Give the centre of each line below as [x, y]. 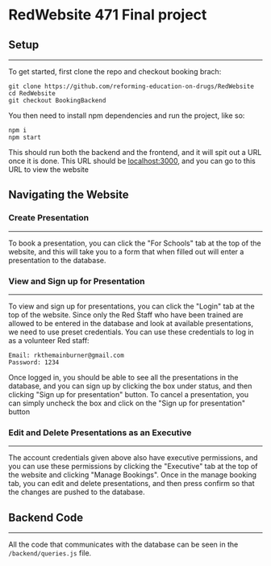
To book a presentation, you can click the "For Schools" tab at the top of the [135, 243]
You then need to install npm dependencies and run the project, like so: [127, 115]
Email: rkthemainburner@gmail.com [67, 355]
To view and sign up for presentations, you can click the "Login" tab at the [132, 306]
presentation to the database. [57, 260]
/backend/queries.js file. [50, 553]
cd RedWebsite [32, 94]
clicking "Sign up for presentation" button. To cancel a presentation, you [129, 394]
